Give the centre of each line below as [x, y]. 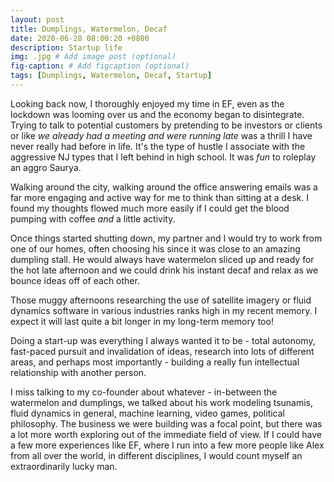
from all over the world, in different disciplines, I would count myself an [156, 455]
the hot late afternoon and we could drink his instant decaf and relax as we [164, 270]
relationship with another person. [78, 372]
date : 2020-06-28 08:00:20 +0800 [80, 38]
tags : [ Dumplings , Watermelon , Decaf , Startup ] [111, 76]
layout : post [37, 19]
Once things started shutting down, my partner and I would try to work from [166, 238]
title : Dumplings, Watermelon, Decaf [89, 29]
